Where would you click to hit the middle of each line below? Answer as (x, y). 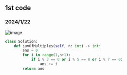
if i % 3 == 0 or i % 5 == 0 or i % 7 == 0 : (77, 60)
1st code (18, 8)
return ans (34, 68)
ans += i (48, 64)
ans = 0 (30, 51)
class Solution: (21, 41)
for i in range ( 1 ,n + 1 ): (46, 55)
